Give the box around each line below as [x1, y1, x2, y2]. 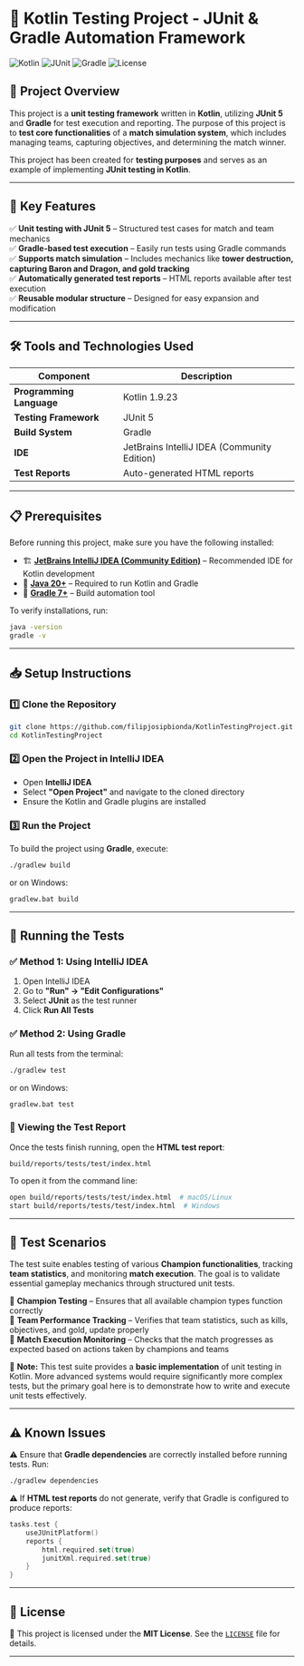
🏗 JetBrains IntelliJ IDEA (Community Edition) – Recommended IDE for [22, 555, 294, 566]
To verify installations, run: [9, 605, 109, 616]
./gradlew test [9, 1066, 67, 1075]
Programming [14, 385, 74, 398]
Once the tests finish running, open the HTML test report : [9, 1142, 225, 1153]
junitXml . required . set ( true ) [42, 1554, 152, 1563]
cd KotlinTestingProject [9, 730, 103, 740]
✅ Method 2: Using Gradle [9, 1028, 127, 1040]
